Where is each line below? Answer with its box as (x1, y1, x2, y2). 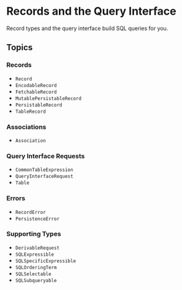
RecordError (15, 209, 46, 215)
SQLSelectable (15, 271, 51, 277)
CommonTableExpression (15, 167, 74, 173)
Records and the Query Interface (6, 4, 176, 18)
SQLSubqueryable (15, 277, 57, 283)
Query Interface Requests (6, 151, 85, 160)
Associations (6, 123, 47, 131)
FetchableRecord (15, 89, 57, 95)
